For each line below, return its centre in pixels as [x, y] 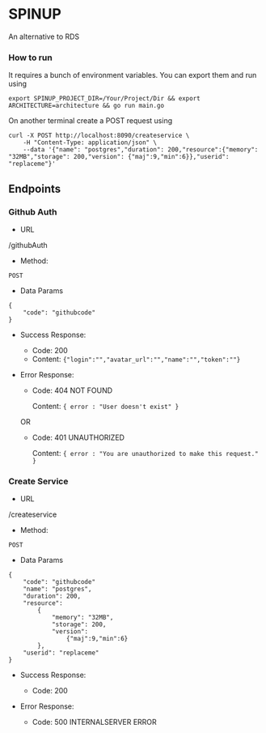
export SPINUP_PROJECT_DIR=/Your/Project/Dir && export [104, 99]
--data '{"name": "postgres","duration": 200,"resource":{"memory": [141, 150]
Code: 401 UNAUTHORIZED [78, 437]
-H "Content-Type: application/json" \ [90, 143]
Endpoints [35, 188]
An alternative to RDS [44, 36]
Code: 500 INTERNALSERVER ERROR [95, 722]
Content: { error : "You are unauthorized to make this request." [145, 453]
